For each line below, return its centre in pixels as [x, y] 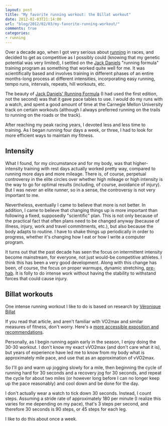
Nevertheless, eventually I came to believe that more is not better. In [75, 205]
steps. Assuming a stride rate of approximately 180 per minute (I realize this [83, 398]
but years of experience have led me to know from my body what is [75, 352]
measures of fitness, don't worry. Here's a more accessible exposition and [82, 327]
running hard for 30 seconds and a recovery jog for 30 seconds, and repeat [83, 373]
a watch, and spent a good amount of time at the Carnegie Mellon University [84, 104]
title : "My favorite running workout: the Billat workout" [68, 15]
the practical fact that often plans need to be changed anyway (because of [82, 221]
